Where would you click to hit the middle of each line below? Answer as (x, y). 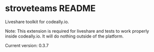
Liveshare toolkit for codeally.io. (37, 22)
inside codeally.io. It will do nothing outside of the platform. (64, 36)
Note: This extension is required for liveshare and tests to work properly (77, 31)
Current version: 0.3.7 (27, 45)
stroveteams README (50, 8)
